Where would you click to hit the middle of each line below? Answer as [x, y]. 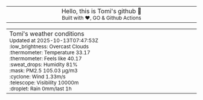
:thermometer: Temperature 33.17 [50, 53]
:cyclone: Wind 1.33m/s [37, 77]
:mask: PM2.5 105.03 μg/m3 [43, 71]
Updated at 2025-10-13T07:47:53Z [54, 41]
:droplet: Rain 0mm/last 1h [40, 89]
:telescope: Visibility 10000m [44, 83]
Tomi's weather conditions [47, 34]
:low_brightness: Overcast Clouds [49, 47]
